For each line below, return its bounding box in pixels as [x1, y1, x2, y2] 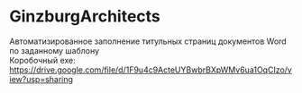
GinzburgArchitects [9, 6, 160, 27]
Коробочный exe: [9, 55, 77, 65]
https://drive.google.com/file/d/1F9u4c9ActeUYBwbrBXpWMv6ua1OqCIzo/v [9, 64, 293, 75]
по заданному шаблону [9, 45, 100, 55]
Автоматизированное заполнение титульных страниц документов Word [9, 36, 287, 46]
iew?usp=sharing [9, 73, 74, 84]
